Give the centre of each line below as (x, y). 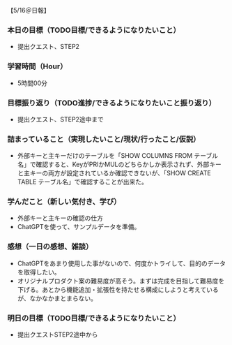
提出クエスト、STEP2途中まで (61, 119)
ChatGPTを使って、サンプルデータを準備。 (79, 227)
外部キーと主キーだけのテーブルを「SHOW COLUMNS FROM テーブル (117, 156)
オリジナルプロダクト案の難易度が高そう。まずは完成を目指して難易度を (121, 281)
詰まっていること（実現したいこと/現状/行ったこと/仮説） (104, 139)
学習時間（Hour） (37, 66)
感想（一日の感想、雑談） (50, 247)
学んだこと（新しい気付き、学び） (64, 202)
